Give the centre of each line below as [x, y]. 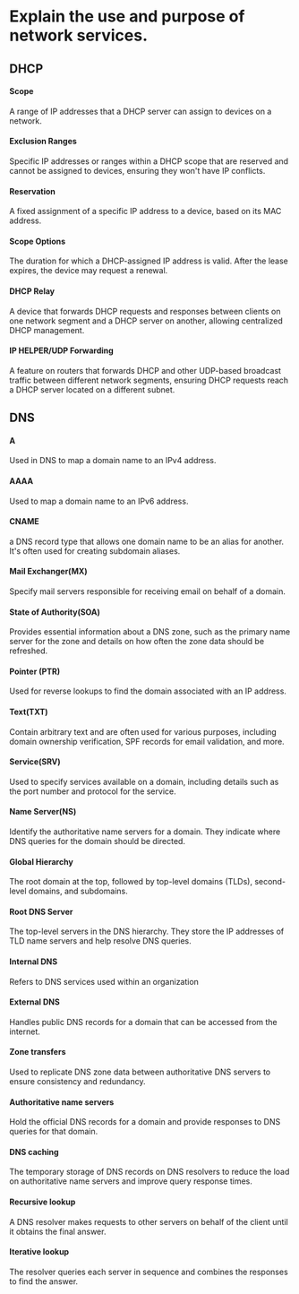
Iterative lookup [39, 1252]
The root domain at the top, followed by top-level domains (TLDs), [131, 882]
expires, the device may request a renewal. [89, 271]
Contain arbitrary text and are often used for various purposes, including [143, 731]
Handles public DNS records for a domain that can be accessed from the [143, 1022]
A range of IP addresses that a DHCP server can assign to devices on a [141, 111]
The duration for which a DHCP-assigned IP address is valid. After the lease [149, 261]
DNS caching [34, 1152]
